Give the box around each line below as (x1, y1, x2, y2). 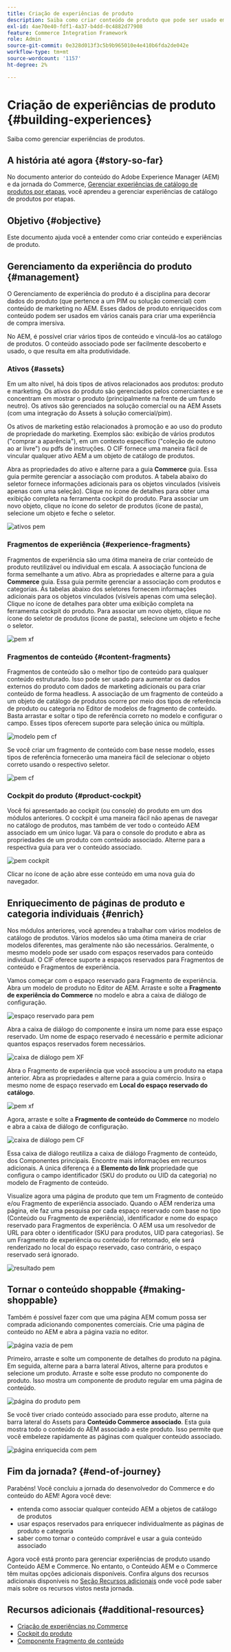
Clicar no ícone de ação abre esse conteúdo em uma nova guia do (7, 870, 195, 878)
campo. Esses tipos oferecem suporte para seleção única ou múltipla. (7, 719, 205, 727)
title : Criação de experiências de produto (7, 10, 134, 17)
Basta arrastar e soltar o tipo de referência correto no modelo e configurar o (7, 711, 223, 719)
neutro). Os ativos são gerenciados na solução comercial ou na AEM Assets (7, 401, 222, 410)
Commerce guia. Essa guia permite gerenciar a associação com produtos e (7, 577, 221, 586)
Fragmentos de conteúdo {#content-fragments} (7, 652, 171, 661)
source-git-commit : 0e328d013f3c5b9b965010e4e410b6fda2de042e (7, 42, 189, 49)
